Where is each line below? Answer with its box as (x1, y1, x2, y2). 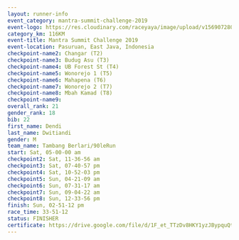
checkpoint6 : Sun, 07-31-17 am (7, 182, 100, 189)
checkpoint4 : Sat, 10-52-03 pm (7, 168, 100, 176)
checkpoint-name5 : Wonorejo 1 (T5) (7, 70, 113, 77)
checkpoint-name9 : (7, 97, 62, 104)
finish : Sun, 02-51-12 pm (7, 202, 84, 209)
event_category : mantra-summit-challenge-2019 (7, 17, 148, 24)
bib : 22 (7, 116, 31, 123)
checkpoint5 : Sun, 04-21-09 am (7, 175, 100, 182)
